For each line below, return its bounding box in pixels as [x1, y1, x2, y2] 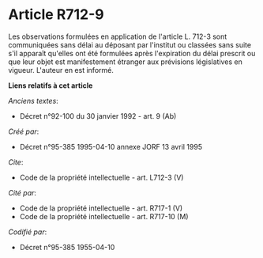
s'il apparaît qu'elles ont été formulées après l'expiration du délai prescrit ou [8, 48, 256, 58]
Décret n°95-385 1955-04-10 [19, 242, 115, 252]
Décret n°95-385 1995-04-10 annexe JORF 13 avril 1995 [19, 142, 203, 151]
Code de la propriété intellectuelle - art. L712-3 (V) [19, 173, 184, 182]
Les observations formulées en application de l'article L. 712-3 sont [8, 32, 227, 41]
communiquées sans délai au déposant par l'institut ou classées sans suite [8, 40, 251, 49]
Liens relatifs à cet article [8, 81, 93, 90]
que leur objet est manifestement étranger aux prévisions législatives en [8, 57, 243, 66]
